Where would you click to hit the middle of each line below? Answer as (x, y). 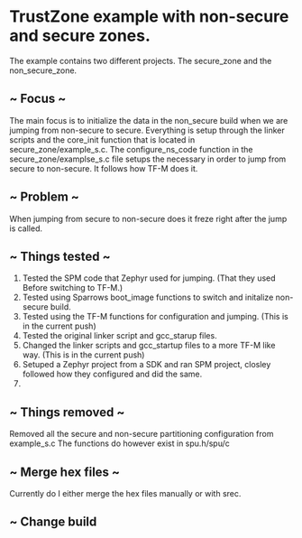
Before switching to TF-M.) (73, 288)
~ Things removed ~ (67, 412)
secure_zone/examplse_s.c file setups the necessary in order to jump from (148, 159)
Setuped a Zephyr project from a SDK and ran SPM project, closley (146, 365)
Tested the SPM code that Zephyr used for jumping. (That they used (149, 278)
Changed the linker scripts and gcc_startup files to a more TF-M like (149, 346)
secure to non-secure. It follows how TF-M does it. (104, 168)
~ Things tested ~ (60, 256)
